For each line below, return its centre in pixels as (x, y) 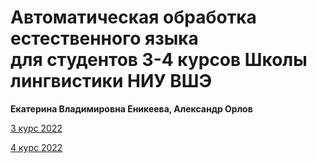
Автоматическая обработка (133, 17)
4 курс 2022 (36, 147)
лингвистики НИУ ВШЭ (111, 81)
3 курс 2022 (36, 128)
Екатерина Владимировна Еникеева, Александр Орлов (131, 108)
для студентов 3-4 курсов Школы (159, 60)
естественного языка (104, 38)
